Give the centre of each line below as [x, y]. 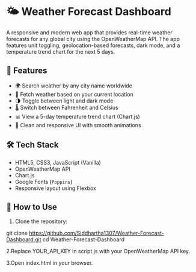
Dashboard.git [24, 239]
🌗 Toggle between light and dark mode [64, 101]
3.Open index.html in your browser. [50, 263]
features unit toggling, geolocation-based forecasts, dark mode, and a [93, 45]
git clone [17, 233]
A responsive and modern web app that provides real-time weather [89, 32]
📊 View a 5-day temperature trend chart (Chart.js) [77, 116]
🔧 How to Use [32, 207]
